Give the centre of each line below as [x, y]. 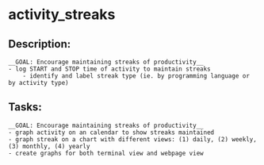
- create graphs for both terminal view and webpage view [106, 153]
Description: [40, 44]
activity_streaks [62, 15]
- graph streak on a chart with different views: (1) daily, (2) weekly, [133, 139]
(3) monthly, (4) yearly [49, 146]
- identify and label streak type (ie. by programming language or [136, 76]
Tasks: [25, 107]
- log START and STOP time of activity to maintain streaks [110, 69]
